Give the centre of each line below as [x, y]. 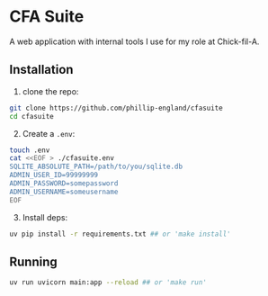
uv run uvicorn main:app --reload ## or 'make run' [108, 283]
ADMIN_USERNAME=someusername [64, 192]
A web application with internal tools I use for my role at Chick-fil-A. [134, 41]
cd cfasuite [31, 116]
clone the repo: [50, 91]
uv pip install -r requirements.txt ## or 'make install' [120, 234]
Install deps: [45, 217]
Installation [41, 70]
